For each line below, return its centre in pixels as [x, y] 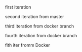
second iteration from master [35, 16]
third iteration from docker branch [40, 26]
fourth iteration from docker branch [41, 36]
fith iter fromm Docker [28, 45]
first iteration [18, 7]
